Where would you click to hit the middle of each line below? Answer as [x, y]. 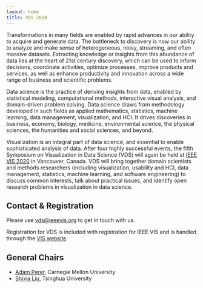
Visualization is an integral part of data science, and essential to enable [95, 142]
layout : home [23, 12]
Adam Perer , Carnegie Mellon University [65, 272]
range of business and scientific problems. [60, 80]
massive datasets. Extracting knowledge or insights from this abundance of [100, 54]
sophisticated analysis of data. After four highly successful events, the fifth [100, 148]
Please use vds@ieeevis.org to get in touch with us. [71, 220]
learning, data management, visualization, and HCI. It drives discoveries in [99, 117]
